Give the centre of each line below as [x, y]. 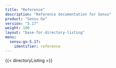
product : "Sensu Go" [26, 19]
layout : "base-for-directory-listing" [45, 33]
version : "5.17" [22, 23]
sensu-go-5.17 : [25, 42]
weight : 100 [17, 28]
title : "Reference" [25, 10]
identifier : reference [37, 46]
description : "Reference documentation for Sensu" [58, 14]
